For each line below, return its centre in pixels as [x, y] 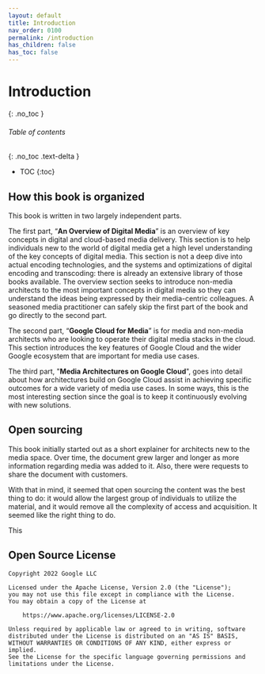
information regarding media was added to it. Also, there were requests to [129, 465]
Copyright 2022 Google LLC [53, 573]
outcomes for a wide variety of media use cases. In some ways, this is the [129, 388]
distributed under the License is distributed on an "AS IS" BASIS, [123, 636]
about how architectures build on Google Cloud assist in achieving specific [130, 379]
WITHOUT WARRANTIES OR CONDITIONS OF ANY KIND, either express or [120, 643]
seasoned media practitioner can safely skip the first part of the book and [128, 307]
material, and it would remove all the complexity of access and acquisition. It [132, 506]
